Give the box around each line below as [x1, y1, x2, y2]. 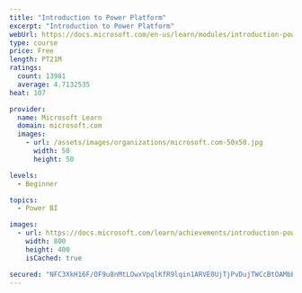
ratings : [9, 64, 42, 73]
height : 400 [25, 244, 70, 254]
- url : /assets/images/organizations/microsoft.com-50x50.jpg [25, 138, 263, 147]
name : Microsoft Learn [17, 113, 102, 122]
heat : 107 [9, 88, 47, 97]
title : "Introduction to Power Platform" [9, 13, 167, 22]
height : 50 [32, 155, 75, 164]
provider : [9, 104, 47, 113]
